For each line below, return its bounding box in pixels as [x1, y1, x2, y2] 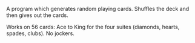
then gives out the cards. [6, 12, 68, 19]
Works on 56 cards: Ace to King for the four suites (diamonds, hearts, [6, 24, 180, 30]
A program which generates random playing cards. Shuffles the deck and [6, 5, 190, 12]
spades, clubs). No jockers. [6, 30, 74, 37]
